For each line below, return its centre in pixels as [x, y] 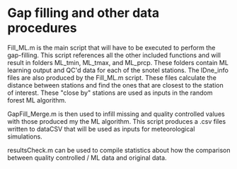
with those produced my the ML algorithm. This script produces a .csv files [117, 121]
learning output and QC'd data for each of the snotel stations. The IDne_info [118, 70]
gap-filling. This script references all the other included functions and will [114, 55]
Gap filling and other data [83, 13]
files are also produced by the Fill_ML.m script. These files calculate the [112, 77]
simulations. [25, 136]
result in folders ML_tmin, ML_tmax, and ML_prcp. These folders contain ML [118, 62]
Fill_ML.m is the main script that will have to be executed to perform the [111, 47]
